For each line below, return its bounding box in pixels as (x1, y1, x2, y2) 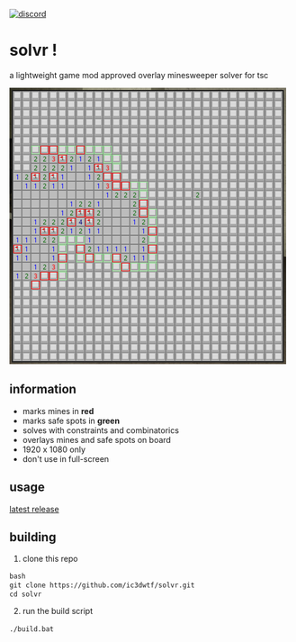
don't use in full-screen (22, 453, 110, 464)
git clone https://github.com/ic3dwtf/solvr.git (9, 581, 195, 590)
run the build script (22, 606, 93, 617)
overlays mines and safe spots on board (22, 434, 171, 445)
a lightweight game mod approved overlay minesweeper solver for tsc (9, 69, 269, 80)
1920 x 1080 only (22, 444, 86, 455)
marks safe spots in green (22, 415, 120, 426)
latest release (9, 503, 60, 514)
